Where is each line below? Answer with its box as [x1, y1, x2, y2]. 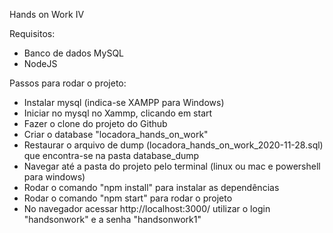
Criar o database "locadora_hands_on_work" [23, 129, 209, 140]
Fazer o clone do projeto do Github [23, 118, 168, 129]
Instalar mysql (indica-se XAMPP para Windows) [23, 97, 225, 108]
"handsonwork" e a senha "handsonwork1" [23, 214, 202, 225]
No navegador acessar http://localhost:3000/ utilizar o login [23, 203, 271, 214]
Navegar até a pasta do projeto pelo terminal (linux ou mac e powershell [23, 160, 321, 172]
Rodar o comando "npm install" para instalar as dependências [23, 182, 280, 193]
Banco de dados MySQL [23, 47, 125, 59]
